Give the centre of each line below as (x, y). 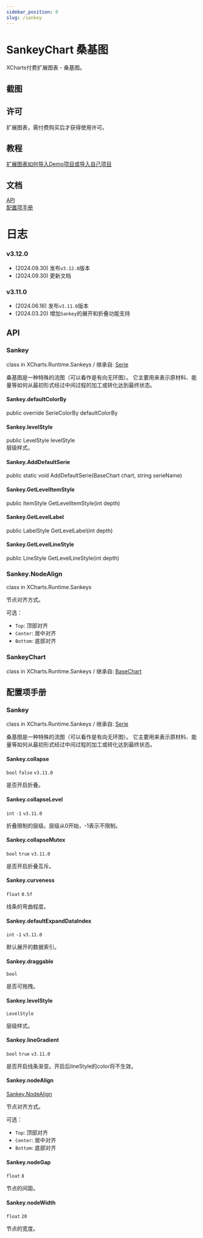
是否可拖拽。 (22, 986)
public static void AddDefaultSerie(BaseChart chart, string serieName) (94, 476)
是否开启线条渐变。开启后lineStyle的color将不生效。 (71, 1066)
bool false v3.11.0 (30, 773)
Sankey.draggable (30, 961)
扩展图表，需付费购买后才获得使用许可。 (57, 127)
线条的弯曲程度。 (28, 907)
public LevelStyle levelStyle (41, 440)
